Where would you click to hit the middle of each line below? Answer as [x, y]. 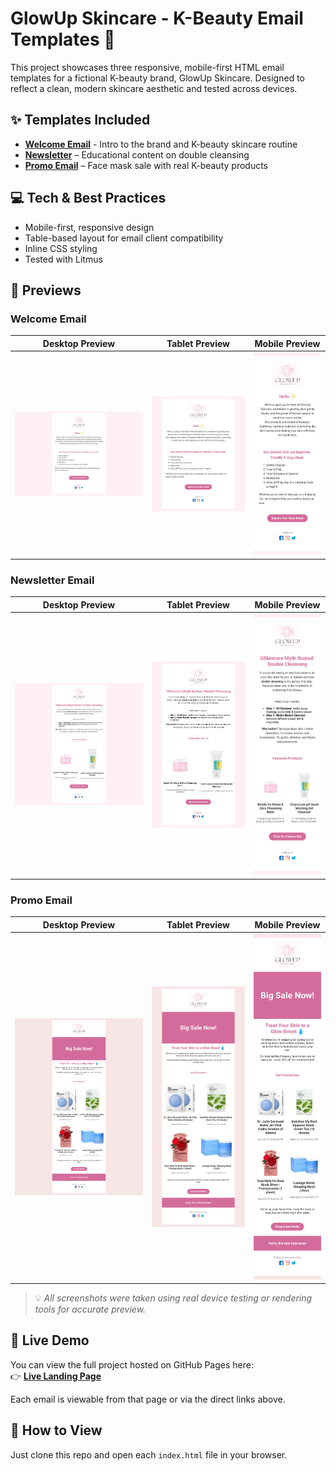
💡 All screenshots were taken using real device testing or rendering [173, 1298]
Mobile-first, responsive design [89, 227]
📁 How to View [56, 1430]
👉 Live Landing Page [56, 1376]
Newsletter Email [52, 580]
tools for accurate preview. [90, 1309]
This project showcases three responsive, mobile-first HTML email [147, 67]
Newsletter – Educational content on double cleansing [137, 154]
